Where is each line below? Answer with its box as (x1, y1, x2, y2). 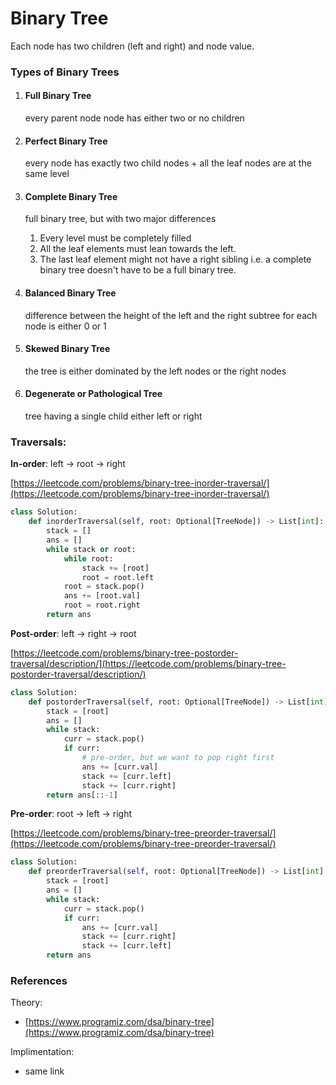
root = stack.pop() (63, 582, 145, 592)
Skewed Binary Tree (24, 343, 111, 355)
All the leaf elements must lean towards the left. (39, 243, 237, 255)
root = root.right (63, 600, 141, 611)
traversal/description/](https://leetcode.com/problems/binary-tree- (10, 657, 287, 669)
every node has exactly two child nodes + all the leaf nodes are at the (24, 157, 312, 169)
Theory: (10, 997, 43, 1009)
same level (24, 168, 70, 180)
